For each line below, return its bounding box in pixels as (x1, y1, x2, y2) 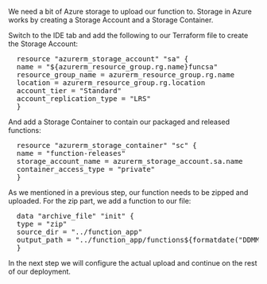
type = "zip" (16, 220, 68, 228)
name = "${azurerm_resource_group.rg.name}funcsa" (16, 63, 219, 71)
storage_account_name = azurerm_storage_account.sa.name (16, 157, 244, 165)
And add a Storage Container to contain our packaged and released (8, 117, 230, 126)
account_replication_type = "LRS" (16, 95, 151, 103)
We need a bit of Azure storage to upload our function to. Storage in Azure (8, 7, 252, 16)
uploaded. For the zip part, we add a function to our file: (8, 196, 192, 205)
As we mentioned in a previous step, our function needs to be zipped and (8, 188, 249, 197)
